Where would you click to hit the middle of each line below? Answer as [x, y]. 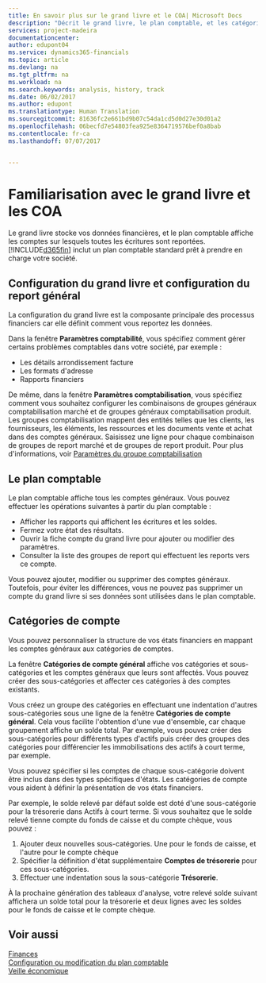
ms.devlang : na [33, 67]
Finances [23, 954]
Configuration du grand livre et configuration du [129, 283]
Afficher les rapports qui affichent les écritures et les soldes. [118, 522]
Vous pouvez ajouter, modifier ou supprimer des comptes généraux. [120, 580]
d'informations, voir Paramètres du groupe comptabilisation [105, 454]
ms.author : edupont [40, 104]
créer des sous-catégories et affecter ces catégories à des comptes [120, 680]
